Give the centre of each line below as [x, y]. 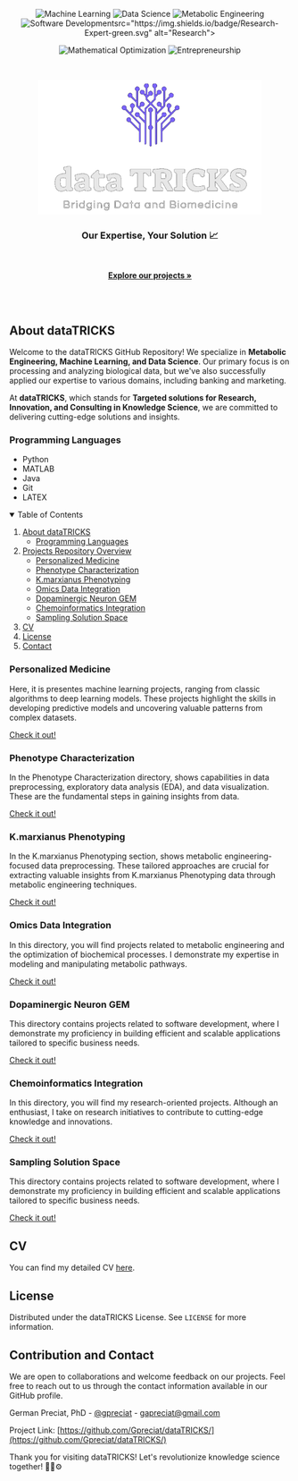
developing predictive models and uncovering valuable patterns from [136, 707]
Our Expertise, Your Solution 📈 [150, 235]
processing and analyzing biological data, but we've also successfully [137, 371]
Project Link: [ [35, 1430]
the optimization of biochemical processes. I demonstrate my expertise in [144, 954]
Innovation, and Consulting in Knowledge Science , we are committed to [144, 408]
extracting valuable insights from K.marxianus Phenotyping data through [143, 876]
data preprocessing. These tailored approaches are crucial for [155, 866]
